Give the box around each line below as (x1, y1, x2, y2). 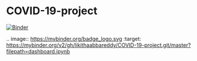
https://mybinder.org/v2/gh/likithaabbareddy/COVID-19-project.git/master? (6, 41, 192, 49)
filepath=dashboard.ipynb (6, 47, 70, 54)
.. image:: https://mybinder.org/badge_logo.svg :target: (6, 35, 142, 42)
